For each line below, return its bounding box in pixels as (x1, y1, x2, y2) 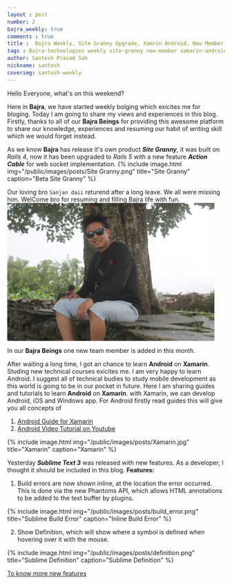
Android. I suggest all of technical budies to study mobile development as (7, 374, 216, 383)
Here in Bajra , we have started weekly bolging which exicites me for (7, 102, 201, 110)
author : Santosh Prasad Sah (7, 55, 88, 62)
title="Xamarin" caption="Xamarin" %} (7, 445, 117, 453)
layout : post (7, 11, 48, 18)
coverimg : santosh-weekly (7, 69, 81, 76)
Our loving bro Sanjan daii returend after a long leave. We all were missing (7, 188, 221, 196)
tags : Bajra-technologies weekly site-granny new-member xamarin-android (7, 48, 227, 54)
